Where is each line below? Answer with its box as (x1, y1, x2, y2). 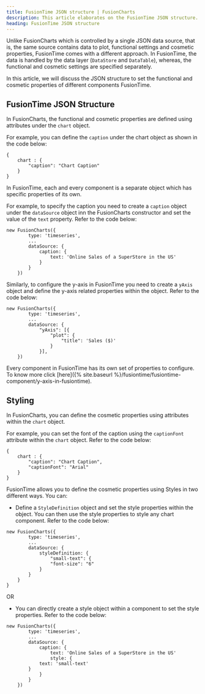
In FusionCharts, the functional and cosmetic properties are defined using (6, 116, 193, 123)
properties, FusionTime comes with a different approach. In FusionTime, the (6, 50, 197, 57)
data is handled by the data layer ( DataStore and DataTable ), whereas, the (6, 56, 192, 64)
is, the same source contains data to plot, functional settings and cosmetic (6, 43, 194, 51)
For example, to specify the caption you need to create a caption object (6, 202, 187, 210)
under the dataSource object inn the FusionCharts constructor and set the (6, 209, 191, 216)
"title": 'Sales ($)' (61, 338, 116, 344)
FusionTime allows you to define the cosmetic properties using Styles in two (6, 485, 198, 493)
